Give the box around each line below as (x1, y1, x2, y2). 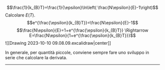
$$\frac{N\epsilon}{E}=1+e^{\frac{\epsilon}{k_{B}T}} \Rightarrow (16, 27, 149, 33)
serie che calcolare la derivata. (5, 55, 67, 60)
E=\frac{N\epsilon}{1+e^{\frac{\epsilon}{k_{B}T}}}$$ (29, 33, 136, 38)
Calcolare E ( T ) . (5, 12, 36, 18)
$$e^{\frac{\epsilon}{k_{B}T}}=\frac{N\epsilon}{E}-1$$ (27, 20, 138, 25)
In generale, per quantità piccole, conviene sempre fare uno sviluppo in (5, 50, 150, 55)
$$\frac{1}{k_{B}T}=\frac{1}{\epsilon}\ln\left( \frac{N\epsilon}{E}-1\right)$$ (6, 5, 159, 10)
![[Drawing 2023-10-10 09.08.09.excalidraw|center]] (5, 40, 111, 46)
